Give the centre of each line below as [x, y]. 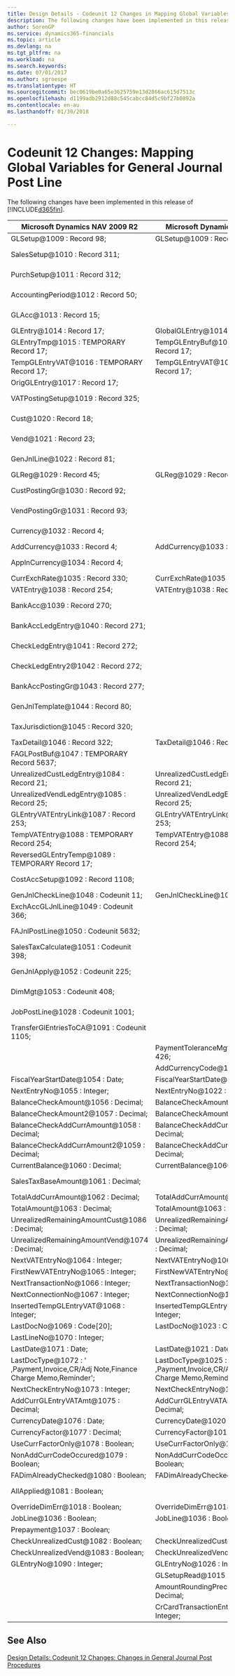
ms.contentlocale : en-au [43, 105]
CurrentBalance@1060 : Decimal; [66, 1165]
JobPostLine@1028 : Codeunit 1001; [72, 1012]
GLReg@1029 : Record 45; [55, 475]
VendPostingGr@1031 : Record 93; [69, 510]
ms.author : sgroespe [37, 79]
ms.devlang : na [29, 46]
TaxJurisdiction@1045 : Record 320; [72, 726]
